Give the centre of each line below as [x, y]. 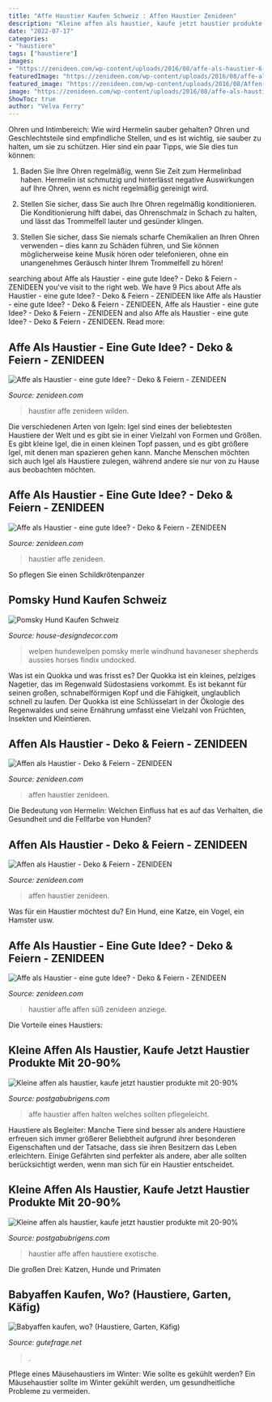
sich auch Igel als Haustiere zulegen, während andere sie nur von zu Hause [134, 461]
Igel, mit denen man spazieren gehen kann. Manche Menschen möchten [129, 452]
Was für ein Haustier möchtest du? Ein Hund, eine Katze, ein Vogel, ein [126, 912]
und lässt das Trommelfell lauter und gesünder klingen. [112, 221]
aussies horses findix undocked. [82, 660]
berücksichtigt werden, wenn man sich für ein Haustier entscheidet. [121, 1164]
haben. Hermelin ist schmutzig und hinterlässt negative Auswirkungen [137, 180]
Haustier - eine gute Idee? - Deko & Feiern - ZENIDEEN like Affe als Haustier [135, 296]
